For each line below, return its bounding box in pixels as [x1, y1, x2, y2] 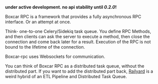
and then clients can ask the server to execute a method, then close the [5, 34, 150, 39]
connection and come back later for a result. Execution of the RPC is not [5, 39, 151, 45]
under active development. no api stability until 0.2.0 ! [5, 4, 117, 10]
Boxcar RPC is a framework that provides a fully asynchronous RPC [5, 14, 141, 19]
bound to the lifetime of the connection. [5, 44, 85, 50]
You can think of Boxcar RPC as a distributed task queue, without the [5, 63, 145, 69]
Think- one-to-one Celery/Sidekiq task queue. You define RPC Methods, [5, 28, 151, 34]
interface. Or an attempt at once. [5, 19, 71, 25]
